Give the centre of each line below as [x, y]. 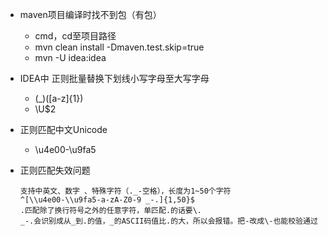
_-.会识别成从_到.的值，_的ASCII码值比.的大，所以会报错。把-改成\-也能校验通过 [168, 221]
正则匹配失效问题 [55, 170]
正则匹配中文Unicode [63, 129]
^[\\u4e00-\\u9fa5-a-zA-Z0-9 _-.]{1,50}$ [107, 200]
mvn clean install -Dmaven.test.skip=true [119, 47]
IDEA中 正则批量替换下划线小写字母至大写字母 [114, 78]
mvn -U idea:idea [70, 57]
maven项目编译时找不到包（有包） [90, 14]
